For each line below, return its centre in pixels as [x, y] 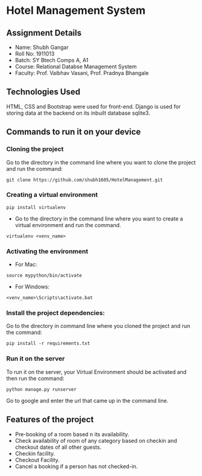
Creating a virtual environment [52, 195]
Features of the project [50, 420]
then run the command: [35, 378]
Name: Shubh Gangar [42, 47]
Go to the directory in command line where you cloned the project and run [98, 326]
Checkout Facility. [37, 460]
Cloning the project [35, 149]
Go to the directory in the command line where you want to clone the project [101, 162]
